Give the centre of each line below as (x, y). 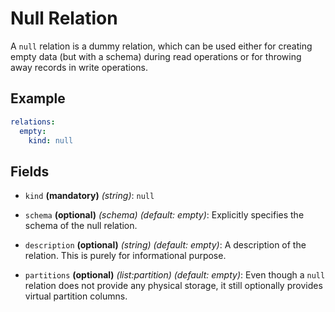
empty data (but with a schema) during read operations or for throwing (156, 56)
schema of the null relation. (81, 226)
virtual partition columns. (76, 296)
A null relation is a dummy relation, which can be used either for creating (161, 46)
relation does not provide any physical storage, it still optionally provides (173, 286)
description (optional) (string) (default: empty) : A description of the (165, 245)
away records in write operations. (79, 67)
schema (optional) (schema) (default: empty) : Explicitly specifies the (164, 215)
